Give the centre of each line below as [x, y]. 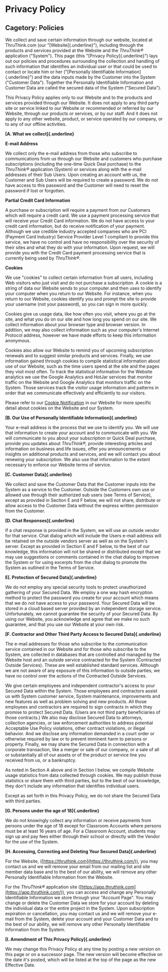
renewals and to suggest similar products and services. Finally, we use [78, 356]
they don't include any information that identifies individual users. [72, 786]
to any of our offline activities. [36, 124]
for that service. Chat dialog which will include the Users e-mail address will [83, 536]
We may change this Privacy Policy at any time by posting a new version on [83, 949]
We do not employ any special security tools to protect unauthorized [76, 587]
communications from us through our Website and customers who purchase [84, 159]
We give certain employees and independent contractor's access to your [80, 685]
